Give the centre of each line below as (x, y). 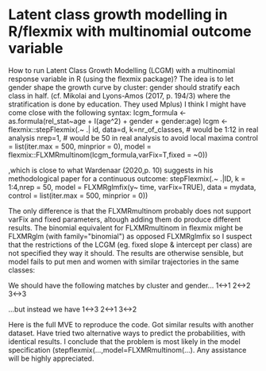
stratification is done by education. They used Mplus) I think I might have (127, 104)
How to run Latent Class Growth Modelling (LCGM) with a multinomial (122, 70)
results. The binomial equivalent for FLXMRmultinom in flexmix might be (126, 227)
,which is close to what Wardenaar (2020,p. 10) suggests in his (111, 170)
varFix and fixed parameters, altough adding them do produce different (125, 219)
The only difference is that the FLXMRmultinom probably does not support (130, 211)
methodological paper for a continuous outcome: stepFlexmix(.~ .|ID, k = (127, 178)
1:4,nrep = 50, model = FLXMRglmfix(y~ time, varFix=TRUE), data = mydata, (132, 187)
